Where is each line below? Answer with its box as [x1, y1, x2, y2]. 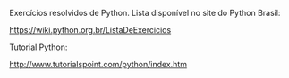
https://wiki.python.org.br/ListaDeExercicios [9, 25, 172, 35]
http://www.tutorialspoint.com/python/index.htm [9, 59, 188, 69]
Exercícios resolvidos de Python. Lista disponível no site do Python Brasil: [9, 8, 281, 18]
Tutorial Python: [9, 42, 68, 52]
